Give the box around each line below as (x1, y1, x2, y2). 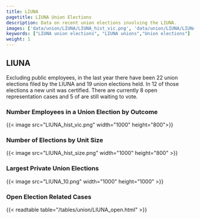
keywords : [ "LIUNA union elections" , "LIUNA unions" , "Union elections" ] (6, 31, 190, 37)
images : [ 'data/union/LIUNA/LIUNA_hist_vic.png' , (6, 25, 132, 31)
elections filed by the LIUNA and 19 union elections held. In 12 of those (6, 80, 179, 87)
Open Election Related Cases (6, 192, 92, 201)
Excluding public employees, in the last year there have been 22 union (6, 74, 179, 81)
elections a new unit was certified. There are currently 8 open (6, 87, 158, 94)
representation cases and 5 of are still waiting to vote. (6, 93, 138, 100)
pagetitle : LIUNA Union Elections (6, 14, 92, 20)
